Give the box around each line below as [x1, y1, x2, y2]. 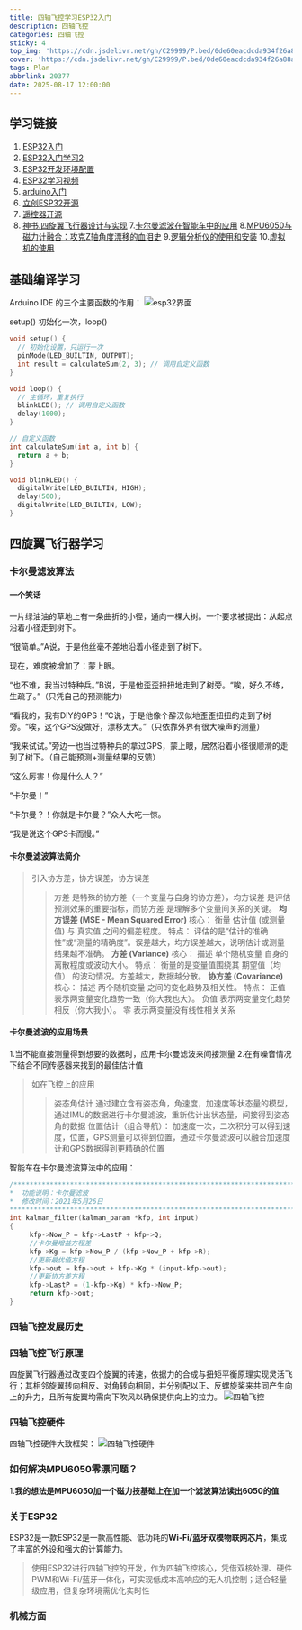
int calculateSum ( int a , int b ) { [9, 442, 139, 451]
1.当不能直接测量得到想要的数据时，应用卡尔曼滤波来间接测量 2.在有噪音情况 [9, 1048, 292, 1059]
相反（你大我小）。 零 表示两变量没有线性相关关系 [53, 1004, 236, 1015]
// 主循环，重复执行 [17, 393, 84, 402]
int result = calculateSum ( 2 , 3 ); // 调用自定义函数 [17, 360, 209, 369]
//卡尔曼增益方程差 [29, 1238, 92, 1248]
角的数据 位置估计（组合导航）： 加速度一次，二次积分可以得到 [53, 1120, 283, 1131]
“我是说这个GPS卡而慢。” [9, 828, 100, 839]
